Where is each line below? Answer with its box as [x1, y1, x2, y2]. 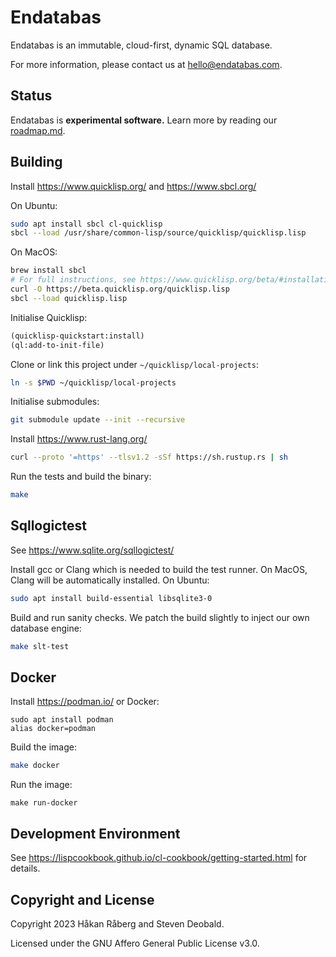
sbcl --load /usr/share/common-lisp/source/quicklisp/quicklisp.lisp [10, 228, 307, 238]
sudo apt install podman [10, 715, 114, 725]
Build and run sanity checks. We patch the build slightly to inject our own [10, 611, 310, 623]
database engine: [10, 622, 82, 634]
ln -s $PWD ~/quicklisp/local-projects [10, 377, 177, 388]
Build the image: [10, 741, 77, 753]
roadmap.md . [10, 124, 66, 136]
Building [10, 154, 63, 171]
